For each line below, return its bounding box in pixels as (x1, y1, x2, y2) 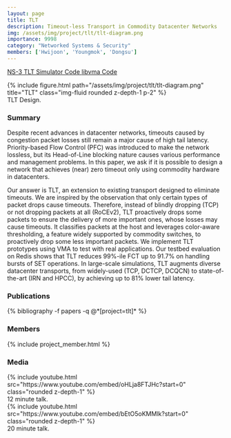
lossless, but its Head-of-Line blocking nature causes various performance (7, 151, 221, 159)
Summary (7, 113, 41, 122)
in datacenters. (7, 173, 50, 181)
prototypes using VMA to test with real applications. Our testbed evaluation (7, 245, 221, 253)
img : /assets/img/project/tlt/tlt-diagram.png (7, 29, 143, 37)
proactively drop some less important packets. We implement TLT (7, 238, 194, 246)
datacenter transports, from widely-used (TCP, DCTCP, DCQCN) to (7, 267, 198, 275)
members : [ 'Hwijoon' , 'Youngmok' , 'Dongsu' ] (7, 49, 137, 56)
